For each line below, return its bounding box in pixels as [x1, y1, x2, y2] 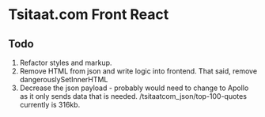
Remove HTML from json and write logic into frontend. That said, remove [19, 66, 258, 76]
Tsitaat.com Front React [8, 6, 169, 24]
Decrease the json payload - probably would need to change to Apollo [19, 83, 249, 92]
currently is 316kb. [19, 100, 81, 109]
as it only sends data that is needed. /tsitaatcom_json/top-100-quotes [19, 92, 248, 100]
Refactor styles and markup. [19, 58, 112, 67]
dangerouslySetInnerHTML [19, 75, 108, 84]
